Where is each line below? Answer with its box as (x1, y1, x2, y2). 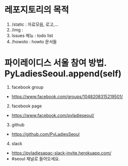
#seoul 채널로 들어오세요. (11, 156, 60, 162)
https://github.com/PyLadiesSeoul (11, 131, 80, 137)
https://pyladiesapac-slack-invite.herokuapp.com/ (11, 150, 112, 156)
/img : (11, 27, 24, 33)
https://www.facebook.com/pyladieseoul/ (11, 112, 95, 118)
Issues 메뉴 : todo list (11, 33, 54, 38)
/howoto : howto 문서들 (11, 38, 57, 44)
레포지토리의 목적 (4, 4, 69, 16)
